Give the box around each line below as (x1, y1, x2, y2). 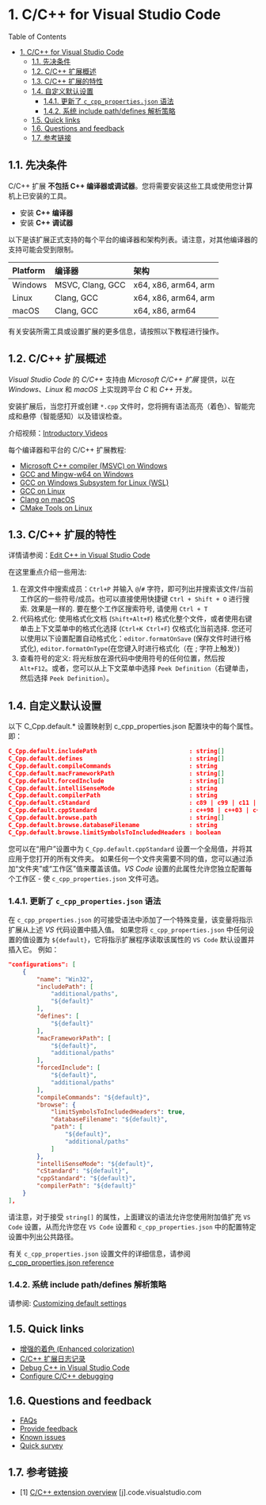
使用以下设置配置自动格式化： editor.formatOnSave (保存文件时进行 (26, 633, 245, 644)
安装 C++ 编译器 (19, 208, 74, 217)
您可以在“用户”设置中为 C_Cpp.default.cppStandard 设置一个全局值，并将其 (8, 844, 253, 853)
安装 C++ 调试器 (19, 217, 74, 227)
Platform (12, 264, 46, 275)
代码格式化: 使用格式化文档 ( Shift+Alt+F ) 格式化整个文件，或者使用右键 (19, 614, 253, 624)
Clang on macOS (19, 495, 75, 504)
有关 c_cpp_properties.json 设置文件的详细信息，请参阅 (8, 1249, 192, 1258)
